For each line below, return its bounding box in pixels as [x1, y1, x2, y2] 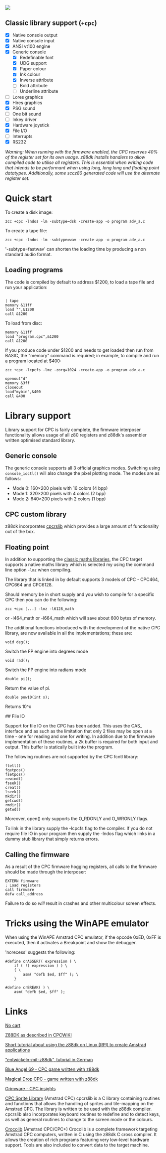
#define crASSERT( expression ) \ [5, 959, 77, 964]
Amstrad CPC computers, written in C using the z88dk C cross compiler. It [5, 1131, 157, 1137]
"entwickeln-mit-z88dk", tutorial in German [5, 1056, 93, 1062]
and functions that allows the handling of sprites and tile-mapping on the [5, 1100, 154, 1106]
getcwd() [5, 798, 23, 803]
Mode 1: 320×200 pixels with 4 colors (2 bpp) [12, 490, 106, 496]
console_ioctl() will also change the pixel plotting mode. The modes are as [5, 470, 160, 476]
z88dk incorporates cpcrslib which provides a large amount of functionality [5, 523, 159, 529]
